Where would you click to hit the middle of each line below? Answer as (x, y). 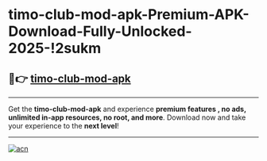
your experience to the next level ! (64, 126)
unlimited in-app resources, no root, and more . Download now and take (127, 117)
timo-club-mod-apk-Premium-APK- (129, 15)
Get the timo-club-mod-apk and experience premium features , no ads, (127, 109)
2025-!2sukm (55, 48)
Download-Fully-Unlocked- (100, 31)
